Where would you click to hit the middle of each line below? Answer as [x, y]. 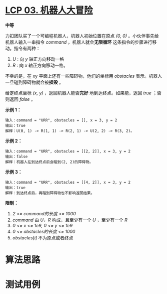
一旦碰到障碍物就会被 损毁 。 [34, 82]
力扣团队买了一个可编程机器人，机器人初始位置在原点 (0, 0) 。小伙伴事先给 [82, 36]
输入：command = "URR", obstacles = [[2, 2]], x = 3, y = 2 [68, 151]
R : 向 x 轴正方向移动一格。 [40, 65]
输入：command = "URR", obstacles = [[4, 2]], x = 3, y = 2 [68, 182]
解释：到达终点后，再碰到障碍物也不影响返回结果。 [50, 193]
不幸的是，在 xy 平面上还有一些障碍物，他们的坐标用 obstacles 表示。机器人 [84, 76]
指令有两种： [27, 48]
